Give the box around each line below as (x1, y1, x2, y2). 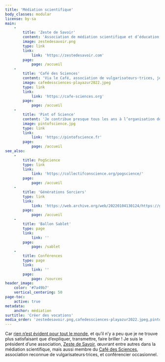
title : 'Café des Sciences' (23, 71, 80, 76)
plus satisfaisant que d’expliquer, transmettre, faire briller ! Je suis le (5, 336, 143, 342)
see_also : (5, 149, 26, 154)
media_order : (5, 317, 32, 322)
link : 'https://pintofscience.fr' (31, 135, 102, 140)
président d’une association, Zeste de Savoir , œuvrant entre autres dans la (5, 341, 156, 347)
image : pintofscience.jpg (23, 121, 76, 126)
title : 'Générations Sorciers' (23, 189, 87, 194)
